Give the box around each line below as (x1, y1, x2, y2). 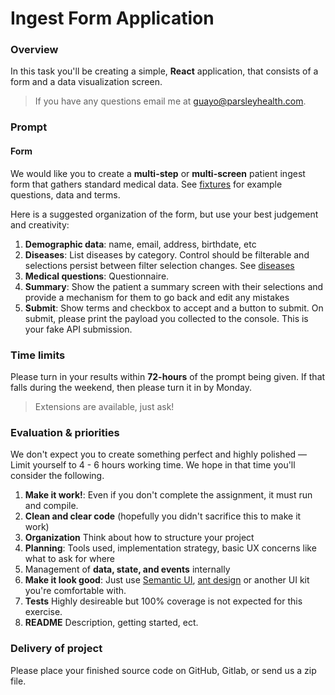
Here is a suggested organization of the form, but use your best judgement (10, 208, 319, 220)
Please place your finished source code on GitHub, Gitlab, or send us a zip (10, 664, 317, 676)
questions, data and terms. (10, 188, 121, 201)
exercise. (24, 606, 63, 618)
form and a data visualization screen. (10, 76, 163, 88)
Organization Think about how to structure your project (24, 532, 255, 544)
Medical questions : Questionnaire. (24, 270, 170, 282)
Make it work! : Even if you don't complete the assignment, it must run (24, 489, 313, 501)
